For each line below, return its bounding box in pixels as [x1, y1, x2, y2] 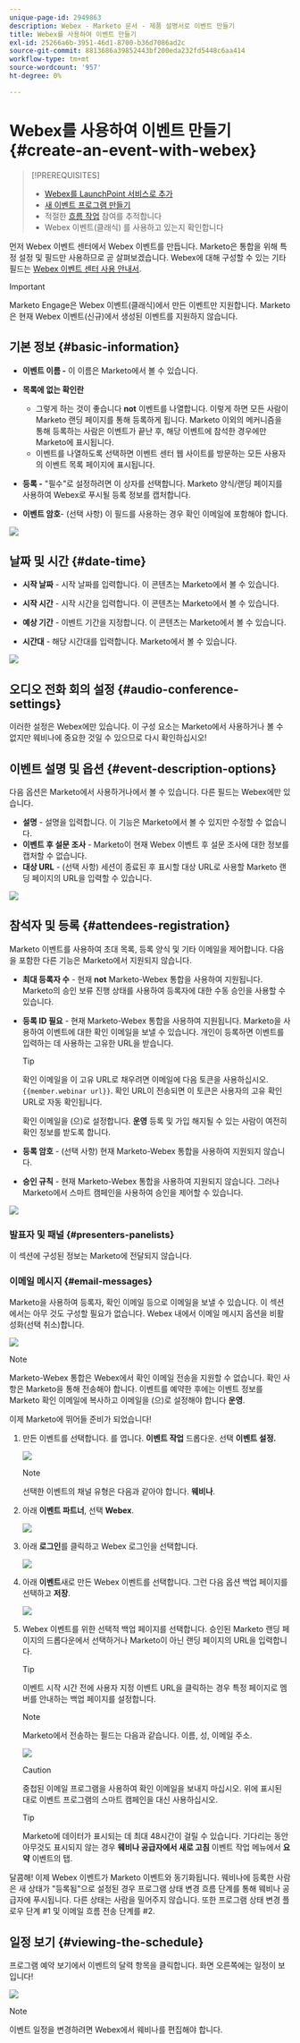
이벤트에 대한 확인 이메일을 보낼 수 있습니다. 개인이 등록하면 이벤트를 [46, 1026, 285, 1037]
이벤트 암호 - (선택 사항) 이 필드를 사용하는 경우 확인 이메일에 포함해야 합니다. [21, 508, 288, 519]
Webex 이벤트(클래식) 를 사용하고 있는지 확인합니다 [44, 221, 224, 233]
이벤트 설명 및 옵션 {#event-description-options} [9, 761, 277, 776]
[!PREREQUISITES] [30, 169, 100, 180]
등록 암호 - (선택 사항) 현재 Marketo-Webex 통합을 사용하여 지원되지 [21, 1145, 262, 1156]
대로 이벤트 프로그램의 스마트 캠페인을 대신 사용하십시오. [21, 1794, 219, 1805]
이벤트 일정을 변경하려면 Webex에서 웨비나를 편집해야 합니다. [9, 2024, 223, 2035]
